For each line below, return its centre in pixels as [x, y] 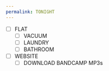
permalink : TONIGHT [30, 12]
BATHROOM [39, 49]
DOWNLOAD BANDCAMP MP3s [63, 63]
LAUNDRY [36, 42]
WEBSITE [26, 56]
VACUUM [35, 35]
